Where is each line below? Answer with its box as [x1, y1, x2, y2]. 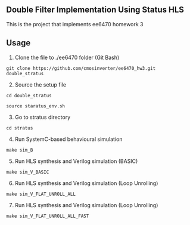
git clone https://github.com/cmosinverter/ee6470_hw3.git [6, 65, 156, 71]
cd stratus [6, 125, 33, 131]
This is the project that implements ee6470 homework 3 [6, 20, 144, 27]
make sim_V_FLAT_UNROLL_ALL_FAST [6, 213, 89, 219]
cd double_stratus [6, 93, 52, 98]
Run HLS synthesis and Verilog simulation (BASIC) [14, 158, 138, 165]
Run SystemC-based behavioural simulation [14, 135, 123, 143]
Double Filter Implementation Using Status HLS [6, 5, 185, 15]
